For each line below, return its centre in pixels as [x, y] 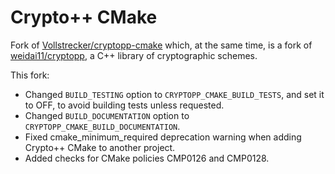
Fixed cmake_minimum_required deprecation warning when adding [163, 137]
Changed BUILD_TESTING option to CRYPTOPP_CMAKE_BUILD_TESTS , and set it [174, 94]
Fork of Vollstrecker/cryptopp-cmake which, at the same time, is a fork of [161, 45]
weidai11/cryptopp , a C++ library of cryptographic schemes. [134, 55]
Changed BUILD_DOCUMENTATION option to [107, 115]
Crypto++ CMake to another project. [100, 147]
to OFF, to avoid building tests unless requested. [124, 105]
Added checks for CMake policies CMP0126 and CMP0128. [147, 158]
